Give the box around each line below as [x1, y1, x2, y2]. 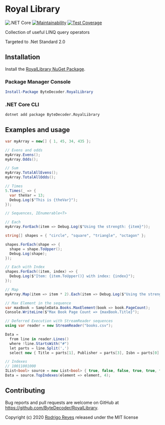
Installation [5, 53, 40, 61]
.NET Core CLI [5, 101, 39, 108]
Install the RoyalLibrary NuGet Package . [5, 66, 85, 72]
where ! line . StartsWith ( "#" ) [9, 341, 69, 346]
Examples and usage [5, 126, 70, 134]
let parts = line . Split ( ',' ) [9, 345, 69, 351]
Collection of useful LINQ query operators [5, 29, 90, 35]
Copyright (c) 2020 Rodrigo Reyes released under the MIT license [5, 414, 138, 420]
